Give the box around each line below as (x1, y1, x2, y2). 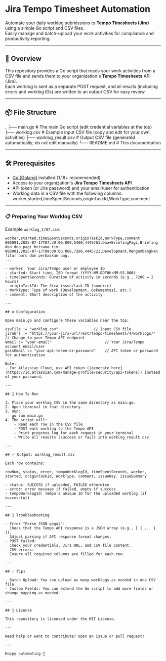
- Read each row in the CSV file (14, 422, 83, 427)
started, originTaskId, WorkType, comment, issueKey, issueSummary (5, 474, 147, 479)
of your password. (5, 374, 43, 379)
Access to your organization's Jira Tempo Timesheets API (12, 180, 132, 186)
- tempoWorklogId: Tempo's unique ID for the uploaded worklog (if (5, 491, 147, 496)
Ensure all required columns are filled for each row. (9, 551, 125, 557)
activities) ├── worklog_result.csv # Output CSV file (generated (5, 134, 135, 140)
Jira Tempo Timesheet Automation (5, 3, 151, 15)
